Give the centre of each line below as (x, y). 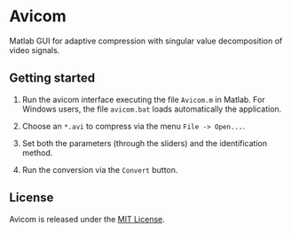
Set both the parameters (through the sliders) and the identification (145, 143)
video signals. (35, 50)
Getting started (52, 78)
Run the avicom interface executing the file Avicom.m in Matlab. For (143, 99)
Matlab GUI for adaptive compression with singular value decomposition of (146, 41)
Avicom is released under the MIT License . (87, 219)
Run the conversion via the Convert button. (100, 169)
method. (37, 152)
